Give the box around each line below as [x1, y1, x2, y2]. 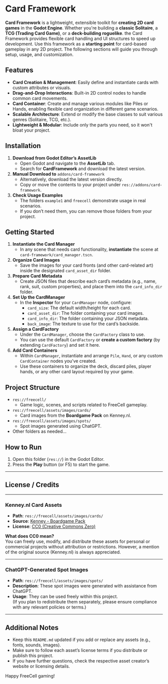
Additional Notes [5, 623, 59, 632]
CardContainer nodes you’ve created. [19, 358, 96, 364]
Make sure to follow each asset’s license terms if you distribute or [12, 647, 148, 653]
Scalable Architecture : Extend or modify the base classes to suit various [12, 111, 163, 117]
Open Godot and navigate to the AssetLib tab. [19, 160, 115, 166]
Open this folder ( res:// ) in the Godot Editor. [12, 456, 105, 462]
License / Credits [5, 481, 59, 489]
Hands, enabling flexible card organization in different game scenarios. [12, 106, 158, 112]
